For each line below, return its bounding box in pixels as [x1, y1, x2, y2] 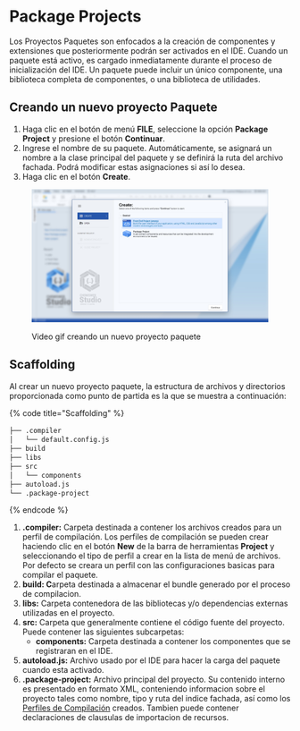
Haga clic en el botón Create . [21, 171, 131, 182]
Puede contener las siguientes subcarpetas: [21, 626, 185, 637]
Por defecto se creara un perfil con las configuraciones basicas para [21, 559, 275, 570]
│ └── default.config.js [9, 435, 110, 444]
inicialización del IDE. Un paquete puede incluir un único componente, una [9, 64, 283, 75]
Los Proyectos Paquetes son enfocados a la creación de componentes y [9, 36, 276, 47]
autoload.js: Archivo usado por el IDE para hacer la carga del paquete [21, 655, 281, 666]
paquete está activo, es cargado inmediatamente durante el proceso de [9, 55, 272, 65]
